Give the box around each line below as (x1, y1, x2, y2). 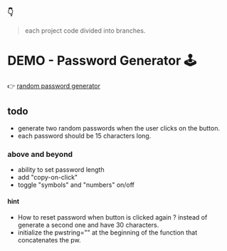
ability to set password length (17, 165, 105, 174)
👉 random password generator (7, 82, 101, 91)
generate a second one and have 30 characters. (17, 220, 159, 229)
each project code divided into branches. (24, 26, 146, 35)
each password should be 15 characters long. (17, 132, 152, 140)
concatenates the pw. (17, 235, 81, 244)
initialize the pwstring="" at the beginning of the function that (17, 228, 198, 237)
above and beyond (7, 149, 73, 159)
